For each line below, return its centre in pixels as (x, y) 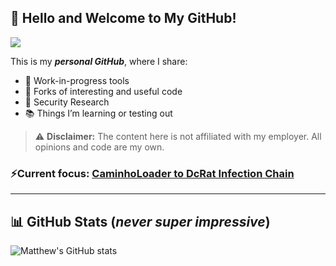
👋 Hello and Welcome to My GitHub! (123, 18)
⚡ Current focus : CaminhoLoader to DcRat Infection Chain (152, 173)
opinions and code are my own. (99, 147)
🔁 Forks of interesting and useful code (103, 91)
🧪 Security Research (67, 102)
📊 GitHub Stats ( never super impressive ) (140, 221)
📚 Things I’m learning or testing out (98, 113)
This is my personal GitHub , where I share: (99, 61)
